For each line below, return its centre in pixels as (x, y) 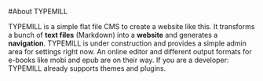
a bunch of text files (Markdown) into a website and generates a (113, 35)
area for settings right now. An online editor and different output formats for (130, 52)
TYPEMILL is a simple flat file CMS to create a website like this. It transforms (131, 26)
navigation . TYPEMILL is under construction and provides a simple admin (128, 43)
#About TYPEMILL (38, 11)
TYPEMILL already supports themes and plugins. (87, 68)
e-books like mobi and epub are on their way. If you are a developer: (119, 60)
